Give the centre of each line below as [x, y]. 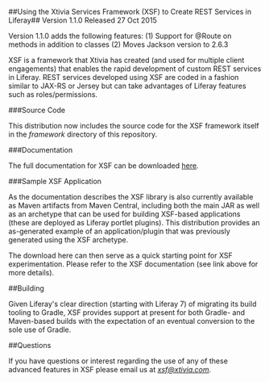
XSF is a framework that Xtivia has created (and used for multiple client [126, 60]
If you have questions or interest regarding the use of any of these [118, 361]
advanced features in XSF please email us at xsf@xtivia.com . [110, 369]
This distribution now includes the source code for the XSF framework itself [134, 126]
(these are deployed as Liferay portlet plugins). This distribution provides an [134, 222]
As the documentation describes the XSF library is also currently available [131, 197]
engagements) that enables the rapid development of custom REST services [135, 69]
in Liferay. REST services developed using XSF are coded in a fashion [124, 77]
